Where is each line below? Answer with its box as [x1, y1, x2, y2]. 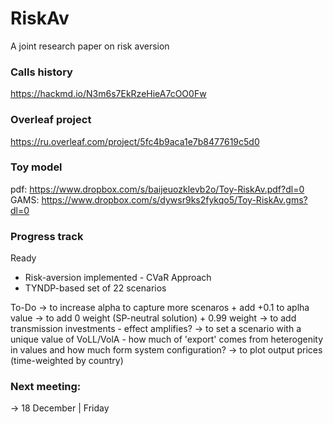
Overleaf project [10, 113, 92, 127]
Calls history [10, 65, 73, 79]
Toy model [10, 160, 63, 174]
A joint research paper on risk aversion [10, 40, 170, 52]
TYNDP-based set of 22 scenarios [24, 282, 167, 294]
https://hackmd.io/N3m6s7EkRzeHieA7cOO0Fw [10, 88, 207, 100]
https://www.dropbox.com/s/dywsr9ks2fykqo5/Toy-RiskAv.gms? [41, 193, 308, 206]
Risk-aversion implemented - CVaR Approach [24, 272, 212, 284]
